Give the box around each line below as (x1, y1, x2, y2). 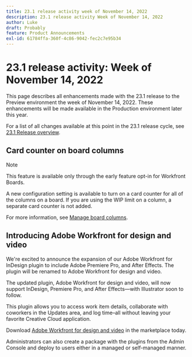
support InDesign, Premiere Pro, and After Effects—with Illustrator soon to (6, 285, 184, 292)
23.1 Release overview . (6, 129, 61, 136)
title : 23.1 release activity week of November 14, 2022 (6, 8, 148, 15)
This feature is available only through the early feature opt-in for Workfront (6, 172, 186, 179)
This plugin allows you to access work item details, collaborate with (6, 303, 168, 310)
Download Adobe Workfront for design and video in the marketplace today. (6, 327, 187, 334)
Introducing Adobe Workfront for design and (6, 231, 172, 241)
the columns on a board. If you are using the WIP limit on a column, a (6, 196, 172, 203)
